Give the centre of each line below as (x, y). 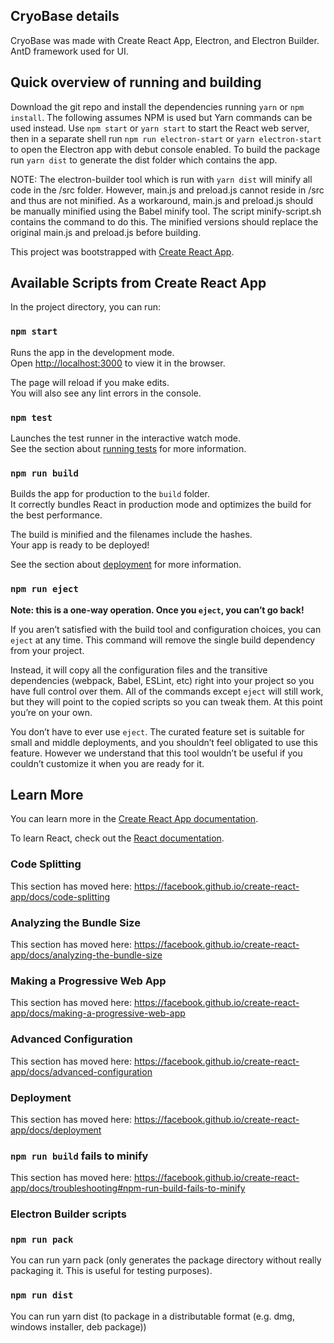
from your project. (47, 650)
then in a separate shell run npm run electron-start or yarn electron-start (166, 138)
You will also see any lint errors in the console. (106, 393)
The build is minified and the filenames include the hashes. (131, 535)
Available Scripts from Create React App (138, 283)
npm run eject (44, 589)
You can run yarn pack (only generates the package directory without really (166, 1260)
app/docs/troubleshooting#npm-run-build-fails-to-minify (128, 1188)
